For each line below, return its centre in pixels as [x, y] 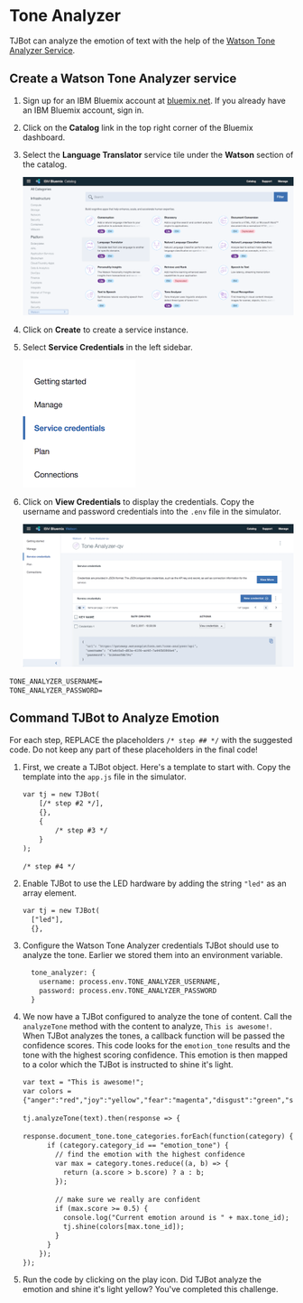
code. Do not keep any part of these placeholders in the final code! [134, 749]
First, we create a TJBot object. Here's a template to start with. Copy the [156, 767]
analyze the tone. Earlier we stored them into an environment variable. [152, 954]
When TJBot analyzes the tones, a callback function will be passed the [154, 1036]
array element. [49, 893]
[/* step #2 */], [71, 803]
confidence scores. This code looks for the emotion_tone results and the [156, 1045]
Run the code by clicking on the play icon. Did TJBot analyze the [142, 1280]
